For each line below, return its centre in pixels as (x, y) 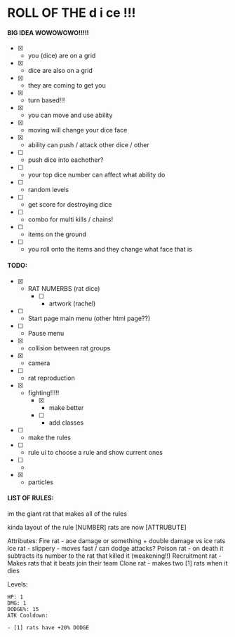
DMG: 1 (17, 603)
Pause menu (46, 333)
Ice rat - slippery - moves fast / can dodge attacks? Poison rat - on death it (115, 548)
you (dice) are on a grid (62, 56)
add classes (66, 423)
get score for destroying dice (70, 205)
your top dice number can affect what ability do (96, 175)
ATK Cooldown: (28, 615)
